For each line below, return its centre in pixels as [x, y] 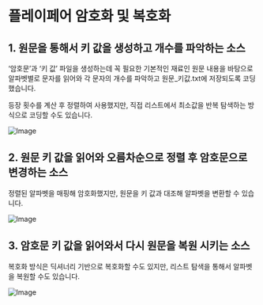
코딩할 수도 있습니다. [61, 115]
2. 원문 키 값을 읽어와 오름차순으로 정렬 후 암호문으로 [128, 158]
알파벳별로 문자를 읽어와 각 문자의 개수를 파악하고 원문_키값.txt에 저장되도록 [125, 78]
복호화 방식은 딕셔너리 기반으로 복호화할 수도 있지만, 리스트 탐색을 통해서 [120, 266]
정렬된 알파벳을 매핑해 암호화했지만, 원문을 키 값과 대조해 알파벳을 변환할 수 [124, 193]
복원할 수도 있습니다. [48, 276]
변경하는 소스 [38, 172]
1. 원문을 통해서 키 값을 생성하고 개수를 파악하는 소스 [127, 48]
